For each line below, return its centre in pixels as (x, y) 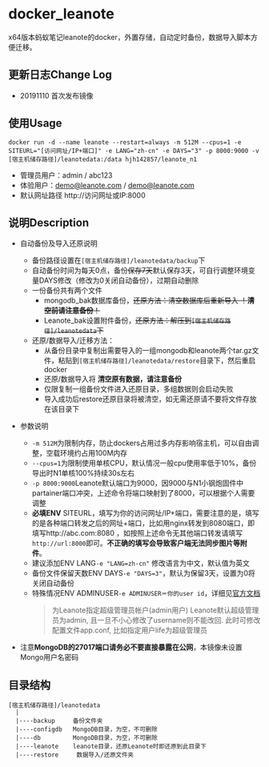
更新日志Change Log (60, 75)
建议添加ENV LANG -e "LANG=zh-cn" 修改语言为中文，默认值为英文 (141, 563)
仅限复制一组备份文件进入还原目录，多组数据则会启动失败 (139, 389)
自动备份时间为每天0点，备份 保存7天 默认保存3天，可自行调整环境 (140, 271)
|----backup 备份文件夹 (59, 721)
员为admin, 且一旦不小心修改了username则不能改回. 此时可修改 (156, 620)
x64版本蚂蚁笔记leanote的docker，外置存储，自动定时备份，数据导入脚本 (129, 37)
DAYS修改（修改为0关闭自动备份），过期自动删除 (119, 280)
